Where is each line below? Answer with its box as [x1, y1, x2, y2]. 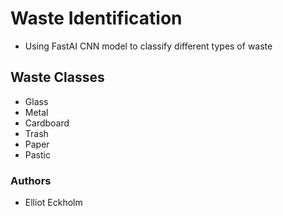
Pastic [24, 148, 51, 161]
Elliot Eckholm [24, 197, 83, 209]
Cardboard [24, 117, 70, 129]
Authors [10, 173, 52, 187]
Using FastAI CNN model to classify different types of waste [24, 40, 273, 52]
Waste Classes [10, 69, 105, 86]
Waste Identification [10, 7, 183, 30]
